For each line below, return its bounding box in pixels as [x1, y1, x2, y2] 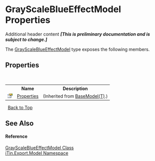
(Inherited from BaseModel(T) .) [42, 93, 108, 99]
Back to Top [7, 105, 33, 110]
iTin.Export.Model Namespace [5, 150, 69, 156]
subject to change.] [5, 36, 47, 43]
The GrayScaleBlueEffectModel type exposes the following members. [5, 46, 150, 52]
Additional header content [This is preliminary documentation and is [5, 31, 150, 37]
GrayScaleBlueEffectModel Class [5, 144, 74, 150]
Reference [5, 133, 28, 139]
